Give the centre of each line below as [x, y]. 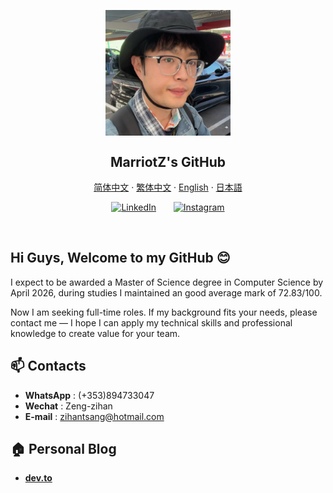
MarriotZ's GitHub [168, 161]
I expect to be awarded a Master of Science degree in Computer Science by [167, 282]
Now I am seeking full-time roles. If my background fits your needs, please [164, 312]
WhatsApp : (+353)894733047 [89, 395]
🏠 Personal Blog [63, 449]
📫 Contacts [48, 366]
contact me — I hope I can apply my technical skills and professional [151, 322]
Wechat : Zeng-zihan [68, 406]
